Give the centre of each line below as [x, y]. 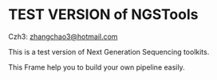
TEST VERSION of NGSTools [103, 15]
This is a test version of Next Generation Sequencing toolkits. [109, 51]
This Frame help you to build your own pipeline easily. [97, 67]
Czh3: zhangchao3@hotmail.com [63, 36]
